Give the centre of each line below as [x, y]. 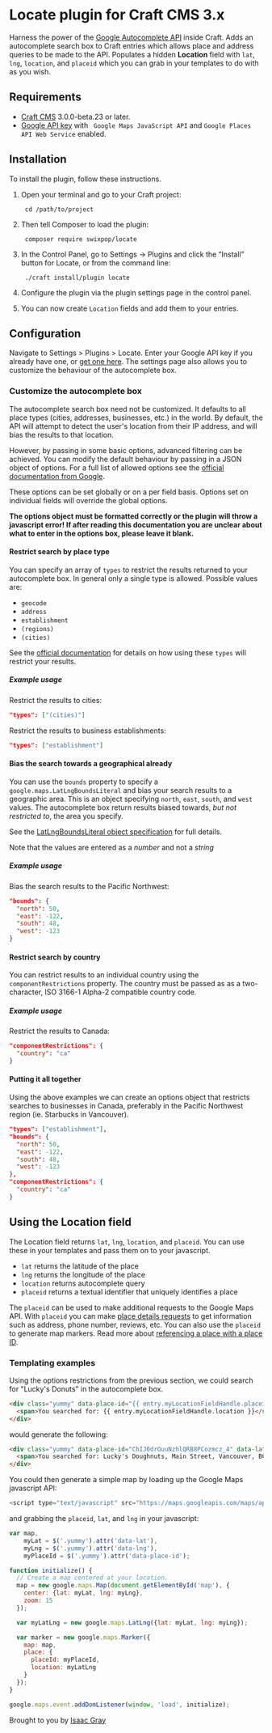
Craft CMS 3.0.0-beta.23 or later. [75, 117]
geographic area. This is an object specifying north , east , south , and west [131, 799]
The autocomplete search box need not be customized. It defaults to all [128, 409]
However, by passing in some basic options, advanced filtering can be [126, 450]
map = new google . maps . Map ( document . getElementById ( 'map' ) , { [123, 1586]
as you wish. [30, 71]
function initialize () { [51, 1570]
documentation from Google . [57, 476]
